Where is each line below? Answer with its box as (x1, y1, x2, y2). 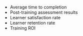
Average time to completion (9, 4, 67, 10)
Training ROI (9, 25, 36, 31)
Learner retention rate (9, 20, 55, 26)
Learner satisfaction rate (9, 15, 61, 20)
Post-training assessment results (9, 9, 78, 15)
